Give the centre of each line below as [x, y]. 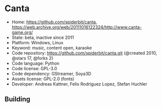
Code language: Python [35, 63]
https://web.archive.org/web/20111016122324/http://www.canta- [77, 27]
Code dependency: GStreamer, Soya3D [51, 73]
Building [17, 99]
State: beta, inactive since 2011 [43, 37]
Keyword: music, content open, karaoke [52, 48]
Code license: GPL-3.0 [34, 68]
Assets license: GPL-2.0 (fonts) [43, 79]
